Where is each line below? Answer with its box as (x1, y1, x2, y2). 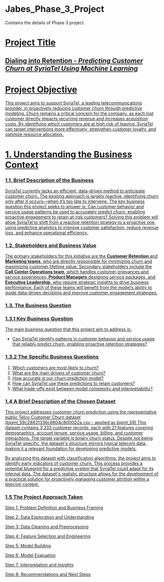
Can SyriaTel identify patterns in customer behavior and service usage (12, 336, 155, 342)
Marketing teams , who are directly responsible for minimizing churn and (5, 258, 152, 264)
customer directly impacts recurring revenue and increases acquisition (5, 116, 148, 122)
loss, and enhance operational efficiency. (5, 230, 88, 236)
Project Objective (5, 84, 78, 95)
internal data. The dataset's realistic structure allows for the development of (5, 471, 159, 477)
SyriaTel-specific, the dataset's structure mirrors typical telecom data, (5, 440, 147, 446)
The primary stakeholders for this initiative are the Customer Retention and (5, 253, 158, 259)
